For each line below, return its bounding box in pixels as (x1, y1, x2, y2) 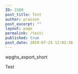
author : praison (5, 17, 39, 22)
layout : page (5, 26, 33, 31)
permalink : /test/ (5, 31, 44, 36)
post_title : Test (5, 12, 42, 17)
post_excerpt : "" (5, 21, 42, 27)
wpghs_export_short (5, 54, 48, 60)
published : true (5, 36, 39, 41)
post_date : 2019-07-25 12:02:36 (5, 40, 73, 45)
